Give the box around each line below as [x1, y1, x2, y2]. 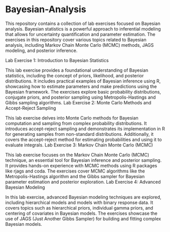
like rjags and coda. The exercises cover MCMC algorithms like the [5, 168, 145, 174]
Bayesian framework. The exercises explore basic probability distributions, [5, 89, 161, 95]
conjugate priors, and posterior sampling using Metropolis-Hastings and [5, 94, 156, 100]
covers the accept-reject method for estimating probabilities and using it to [5, 136, 162, 142]
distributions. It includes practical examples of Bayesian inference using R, [5, 78, 161, 84]
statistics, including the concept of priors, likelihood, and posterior [5, 72, 144, 78]
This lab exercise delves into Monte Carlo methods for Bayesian [5, 114, 139, 121]
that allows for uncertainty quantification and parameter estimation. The [5, 31, 156, 37]
